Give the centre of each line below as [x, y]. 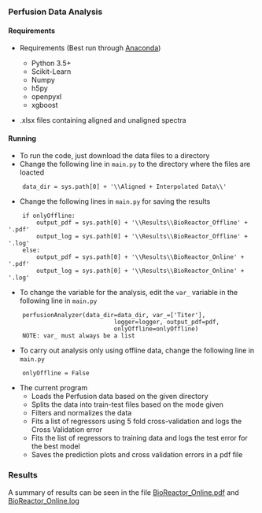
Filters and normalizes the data [81, 413]
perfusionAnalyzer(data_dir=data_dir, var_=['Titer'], [114, 316]
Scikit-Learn [51, 72]
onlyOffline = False [56, 373]
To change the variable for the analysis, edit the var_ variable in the [129, 293]
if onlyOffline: [49, 216]
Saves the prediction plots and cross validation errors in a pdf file [137, 455]
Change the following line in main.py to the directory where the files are [135, 164]
